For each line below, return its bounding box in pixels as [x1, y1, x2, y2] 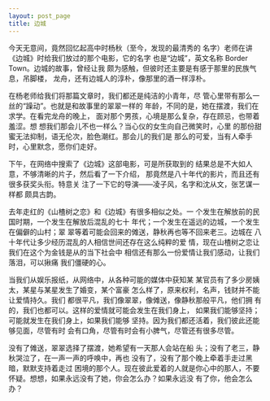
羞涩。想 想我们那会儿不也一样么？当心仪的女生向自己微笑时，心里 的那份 [8, 121, 255, 131]
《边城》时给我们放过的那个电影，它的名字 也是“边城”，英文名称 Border [8, 53, 248, 63]
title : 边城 [8, 20, 46, 28]
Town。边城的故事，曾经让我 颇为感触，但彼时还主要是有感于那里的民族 [8, 63, 250, 73]
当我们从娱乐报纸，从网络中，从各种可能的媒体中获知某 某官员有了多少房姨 [8, 274, 260, 285]
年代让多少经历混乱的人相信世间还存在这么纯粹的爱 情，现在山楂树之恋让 [15, 237, 260, 246]
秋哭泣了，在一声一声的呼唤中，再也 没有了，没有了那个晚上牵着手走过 [8, 353, 246, 363]
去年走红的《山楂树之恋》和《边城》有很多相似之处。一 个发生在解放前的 [8, 207, 253, 216]
